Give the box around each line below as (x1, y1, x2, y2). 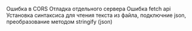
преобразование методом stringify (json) (6, 18, 113, 25)
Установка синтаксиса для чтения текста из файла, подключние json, (6, 12, 187, 19)
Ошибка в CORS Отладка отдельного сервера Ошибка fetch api (6, 5, 171, 12)
